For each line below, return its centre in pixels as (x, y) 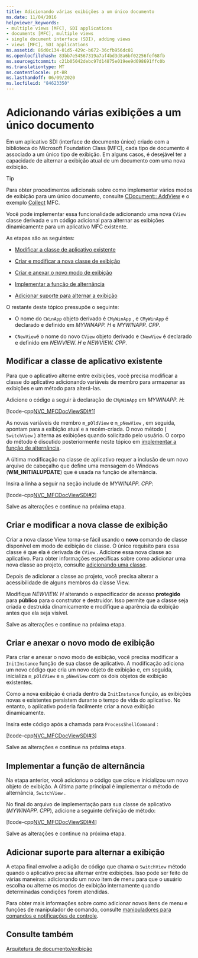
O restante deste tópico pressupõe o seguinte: (63, 307)
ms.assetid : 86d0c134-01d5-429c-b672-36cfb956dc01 (70, 50)
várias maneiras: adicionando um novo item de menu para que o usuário (94, 879)
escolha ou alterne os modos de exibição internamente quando (83, 885)
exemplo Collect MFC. (33, 202)
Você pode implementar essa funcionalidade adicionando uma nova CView (96, 214)
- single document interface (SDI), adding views (69, 39)
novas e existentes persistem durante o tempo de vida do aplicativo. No (93, 700)
